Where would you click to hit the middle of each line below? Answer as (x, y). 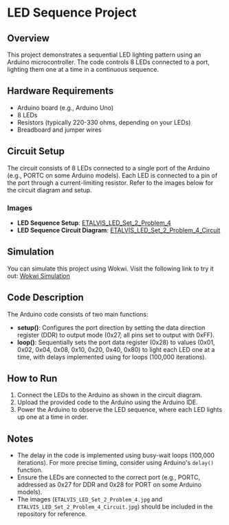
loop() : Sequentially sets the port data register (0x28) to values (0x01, (116, 342)
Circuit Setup (36, 151)
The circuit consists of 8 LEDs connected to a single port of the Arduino (109, 168)
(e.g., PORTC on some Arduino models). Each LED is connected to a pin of (112, 175)
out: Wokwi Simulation (39, 276)
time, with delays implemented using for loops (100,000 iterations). (112, 357)
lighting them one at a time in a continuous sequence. (83, 69)
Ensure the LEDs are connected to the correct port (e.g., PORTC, (109, 477)
